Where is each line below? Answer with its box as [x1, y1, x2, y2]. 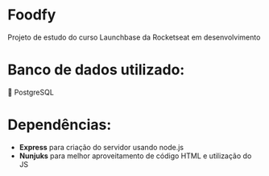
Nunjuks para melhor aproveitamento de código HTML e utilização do [19, 151, 252, 161]
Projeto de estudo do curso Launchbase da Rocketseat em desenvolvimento [7, 32, 261, 42]
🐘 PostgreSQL [7, 87, 54, 97]
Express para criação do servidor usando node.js [19, 142, 184, 152]
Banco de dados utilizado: [7, 61, 185, 79]
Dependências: [7, 115, 112, 134]
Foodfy [7, 6, 56, 24]
